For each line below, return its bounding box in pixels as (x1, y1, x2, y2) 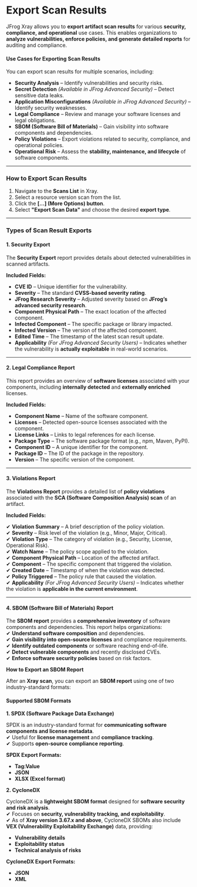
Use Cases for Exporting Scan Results (6, 55, 101, 62)
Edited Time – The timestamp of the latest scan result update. (14, 332, 164, 340)
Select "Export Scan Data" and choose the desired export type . (14, 206, 171, 213)
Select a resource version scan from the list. (14, 194, 121, 201)
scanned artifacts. (6, 260, 50, 267)
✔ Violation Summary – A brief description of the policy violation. (6, 523, 165, 530)
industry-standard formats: (6, 684, 72, 691)
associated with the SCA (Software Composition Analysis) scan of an (6, 494, 177, 501)
